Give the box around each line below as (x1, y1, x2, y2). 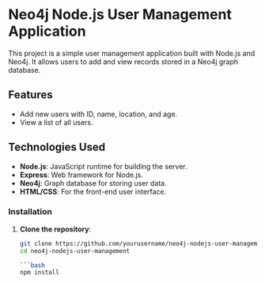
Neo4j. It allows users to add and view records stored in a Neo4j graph (8, 57, 239, 66)
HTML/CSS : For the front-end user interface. (19, 187, 167, 196)
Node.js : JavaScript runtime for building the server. (19, 161, 187, 171)
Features (8, 89, 53, 102)
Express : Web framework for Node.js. (19, 170, 144, 179)
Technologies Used (8, 141, 105, 154)
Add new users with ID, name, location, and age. (19, 109, 178, 119)
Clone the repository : (19, 224, 92, 234)
